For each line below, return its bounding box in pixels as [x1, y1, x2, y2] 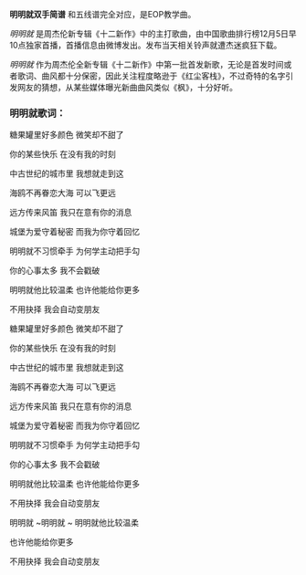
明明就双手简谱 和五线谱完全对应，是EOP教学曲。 [9, 9, 196, 19]
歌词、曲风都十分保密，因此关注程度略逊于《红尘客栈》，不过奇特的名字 [16, 70, 286, 81]
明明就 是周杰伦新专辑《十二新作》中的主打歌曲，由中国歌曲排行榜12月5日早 [9, 28, 297, 39]
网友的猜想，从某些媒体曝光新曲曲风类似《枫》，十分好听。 [16, 82, 237, 92]
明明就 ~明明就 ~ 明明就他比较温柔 [9, 517, 140, 528]
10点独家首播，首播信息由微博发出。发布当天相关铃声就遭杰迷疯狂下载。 [9, 40, 282, 50]
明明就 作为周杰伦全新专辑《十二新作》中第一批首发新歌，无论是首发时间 [9, 59, 284, 69]
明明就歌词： [9, 107, 67, 120]
